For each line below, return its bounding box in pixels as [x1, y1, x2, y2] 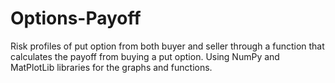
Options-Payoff [10, 7, 142, 30]
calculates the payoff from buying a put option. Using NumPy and [10, 50, 280, 62]
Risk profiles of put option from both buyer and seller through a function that [10, 40, 325, 52]
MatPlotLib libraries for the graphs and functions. [10, 61, 213, 73]
